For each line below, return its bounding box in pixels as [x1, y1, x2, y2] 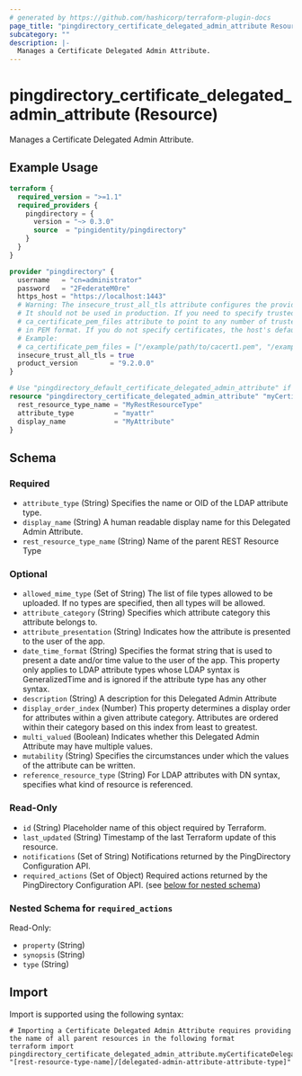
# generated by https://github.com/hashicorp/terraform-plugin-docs [9, 13, 271, 22]
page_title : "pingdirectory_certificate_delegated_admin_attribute [9, 22, 268, 31]
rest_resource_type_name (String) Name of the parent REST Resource [22, 536, 280, 547]
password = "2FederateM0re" [17, 284, 130, 293]
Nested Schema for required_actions [9, 902, 173, 914]
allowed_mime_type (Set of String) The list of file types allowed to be [22, 588, 273, 599]
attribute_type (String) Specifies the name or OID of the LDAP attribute [22, 498, 289, 509]
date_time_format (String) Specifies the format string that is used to [22, 645, 272, 656]
